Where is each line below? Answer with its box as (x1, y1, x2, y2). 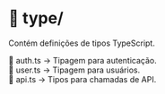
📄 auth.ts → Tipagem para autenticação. (8, 55, 158, 65)
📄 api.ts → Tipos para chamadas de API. (8, 73, 157, 84)
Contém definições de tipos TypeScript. (8, 38, 156, 48)
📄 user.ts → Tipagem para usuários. (8, 64, 141, 75)
